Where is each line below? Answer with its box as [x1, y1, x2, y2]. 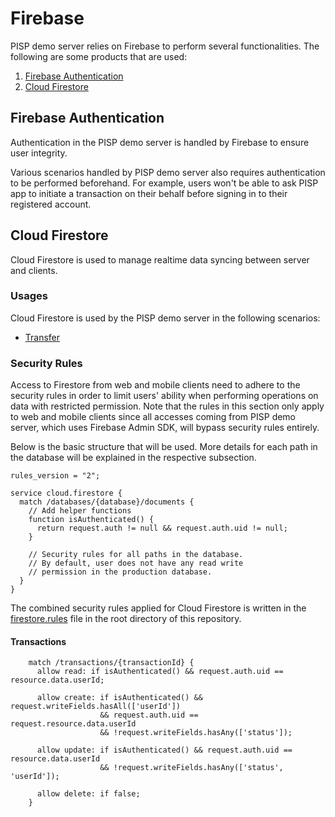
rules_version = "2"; [10, 471, 101, 481]
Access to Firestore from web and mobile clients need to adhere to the [10, 379, 301, 391]
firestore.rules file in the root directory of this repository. [10, 613, 242, 625]
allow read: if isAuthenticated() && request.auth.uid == [36, 667, 284, 677]
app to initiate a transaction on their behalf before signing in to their [10, 187, 288, 199]
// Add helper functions [28, 506, 132, 516]
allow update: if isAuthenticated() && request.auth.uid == [36, 745, 293, 756]
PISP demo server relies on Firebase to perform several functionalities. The [10, 40, 320, 52]
